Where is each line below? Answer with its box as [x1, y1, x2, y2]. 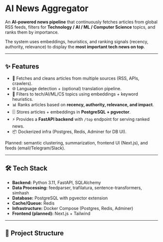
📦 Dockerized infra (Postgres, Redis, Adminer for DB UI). [12, 129, 127, 134]
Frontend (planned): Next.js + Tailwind [12, 210, 91, 216]
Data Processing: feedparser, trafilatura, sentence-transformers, [12, 185, 142, 191]
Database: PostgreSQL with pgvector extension [12, 195, 108, 201]
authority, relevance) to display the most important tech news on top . [5, 44, 145, 49]
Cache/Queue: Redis [12, 200, 55, 206]
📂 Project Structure [5, 229, 64, 237]
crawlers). [12, 81, 33, 86]
